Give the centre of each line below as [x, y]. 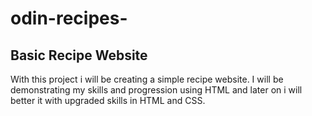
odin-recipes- [69, 18]
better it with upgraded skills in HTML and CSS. [108, 100]
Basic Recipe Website [79, 55]
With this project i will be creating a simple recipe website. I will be [147, 79]
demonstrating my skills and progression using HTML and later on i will [156, 90]
